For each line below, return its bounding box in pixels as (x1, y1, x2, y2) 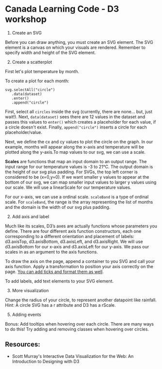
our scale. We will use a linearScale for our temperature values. (5, 184, 131, 190)
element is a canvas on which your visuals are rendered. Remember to (5, 44, 146, 50)
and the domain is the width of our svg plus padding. (5, 204, 111, 210)
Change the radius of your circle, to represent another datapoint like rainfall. (5, 297, 157, 303)
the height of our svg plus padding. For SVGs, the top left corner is (5, 169, 138, 175)
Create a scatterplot (12, 59, 52, 65)
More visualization (12, 287, 49, 293)
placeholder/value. (5, 129, 43, 135)
